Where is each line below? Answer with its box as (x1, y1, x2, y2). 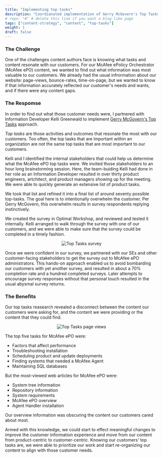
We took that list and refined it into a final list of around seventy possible (5, 190, 149, 197)
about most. (5, 417, 29, 423)
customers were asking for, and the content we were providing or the (5, 309, 143, 315)
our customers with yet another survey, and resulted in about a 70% (5, 265, 141, 271)
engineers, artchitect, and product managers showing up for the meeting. (5, 176, 152, 182)
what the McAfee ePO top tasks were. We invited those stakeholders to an (5, 161, 153, 167)
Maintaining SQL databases (12, 363, 67, 369)
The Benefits (5, 293, 36, 300)
